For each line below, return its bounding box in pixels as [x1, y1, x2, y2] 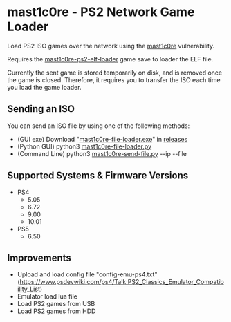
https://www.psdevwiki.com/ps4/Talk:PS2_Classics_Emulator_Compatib [19, 278, 225, 286]
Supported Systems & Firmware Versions [7, 170, 189, 182]
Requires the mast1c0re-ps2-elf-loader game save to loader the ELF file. [7, 55, 214, 63]
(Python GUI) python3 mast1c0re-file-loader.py [17, 142, 152, 151]
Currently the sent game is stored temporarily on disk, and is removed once [7, 68, 223, 77]
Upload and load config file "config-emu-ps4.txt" [17, 270, 158, 278]
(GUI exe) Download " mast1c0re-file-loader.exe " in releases [17, 135, 188, 143]
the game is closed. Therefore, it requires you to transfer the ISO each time [7, 75, 221, 84]
